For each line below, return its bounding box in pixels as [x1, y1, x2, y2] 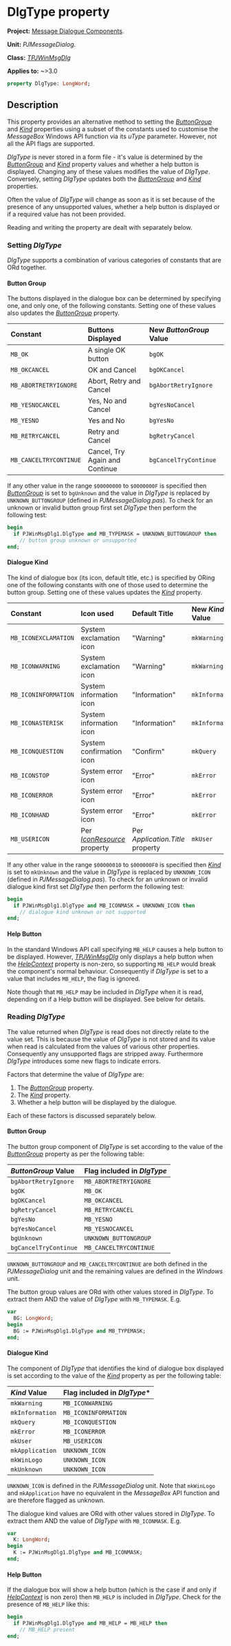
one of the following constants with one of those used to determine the [7, 580, 208, 589]
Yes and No [87, 416, 125, 426]
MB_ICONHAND [10, 811, 50, 819]
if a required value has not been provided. [7, 210, 126, 218]
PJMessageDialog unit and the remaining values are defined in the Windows [7, 1267, 223, 1275]
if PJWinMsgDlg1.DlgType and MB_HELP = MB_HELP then [13, 1620, 168, 1627]
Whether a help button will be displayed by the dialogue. [16, 1098, 177, 1106]
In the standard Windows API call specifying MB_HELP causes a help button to [7, 945, 223, 953]
